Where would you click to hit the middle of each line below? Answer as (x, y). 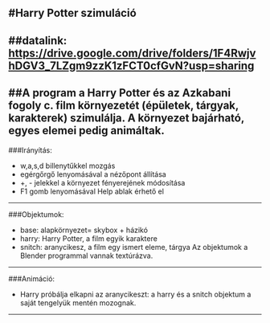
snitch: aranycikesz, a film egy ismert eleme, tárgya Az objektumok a (134, 247)
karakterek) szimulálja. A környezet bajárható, (127, 119)
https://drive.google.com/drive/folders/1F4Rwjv (132, 53)
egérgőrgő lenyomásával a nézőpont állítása (93, 174)
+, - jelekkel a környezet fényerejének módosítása (102, 182)
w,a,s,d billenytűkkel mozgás (67, 166)
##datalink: (38, 41)
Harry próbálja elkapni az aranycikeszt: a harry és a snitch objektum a (135, 294)
